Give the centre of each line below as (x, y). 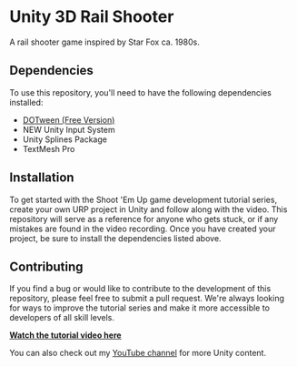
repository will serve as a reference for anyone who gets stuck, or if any (144, 219)
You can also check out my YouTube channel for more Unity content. (138, 353)
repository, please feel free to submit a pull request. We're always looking (147, 299)
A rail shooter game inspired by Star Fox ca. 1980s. (104, 42)
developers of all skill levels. (62, 318)
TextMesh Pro (49, 148)
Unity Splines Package (64, 139)
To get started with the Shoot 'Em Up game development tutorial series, (144, 199)
